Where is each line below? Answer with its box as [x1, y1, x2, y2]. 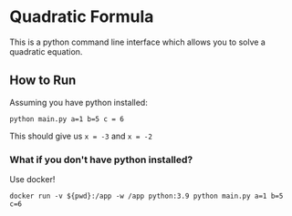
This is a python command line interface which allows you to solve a [9, 36, 266, 47]
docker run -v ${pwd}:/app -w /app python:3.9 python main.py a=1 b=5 [9, 191, 284, 201]
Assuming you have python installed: [9, 97, 148, 108]
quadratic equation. [9, 46, 83, 57]
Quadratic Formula [9, 6, 154, 27]
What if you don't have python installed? [9, 153, 193, 166]
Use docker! [9, 174, 56, 185]
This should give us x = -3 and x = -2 [9, 130, 153, 141]
